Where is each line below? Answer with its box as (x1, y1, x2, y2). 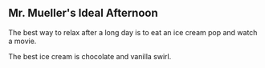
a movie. (8, 36, 37, 46)
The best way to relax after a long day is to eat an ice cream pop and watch (8, 27, 258, 37)
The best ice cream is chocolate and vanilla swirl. (8, 51, 172, 61)
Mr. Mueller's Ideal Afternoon (8, 6, 158, 20)
